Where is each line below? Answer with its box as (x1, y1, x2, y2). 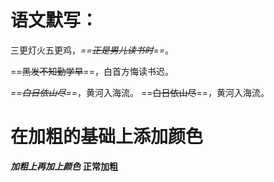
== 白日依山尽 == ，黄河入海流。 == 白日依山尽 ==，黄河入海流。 (10, 86, 270, 98)
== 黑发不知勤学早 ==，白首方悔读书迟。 (10, 65, 175, 77)
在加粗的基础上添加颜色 (10, 126, 204, 148)
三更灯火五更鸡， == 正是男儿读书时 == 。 (10, 44, 175, 56)
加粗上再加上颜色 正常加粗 (10, 160, 118, 172)
